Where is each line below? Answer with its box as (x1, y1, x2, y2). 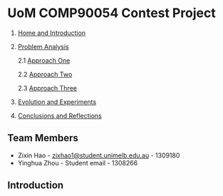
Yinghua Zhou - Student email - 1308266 (17, 158, 138, 167)
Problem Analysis (17, 42, 69, 51)
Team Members (7, 132, 78, 144)
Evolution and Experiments (17, 98, 97, 106)
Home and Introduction (17, 29, 86, 37)
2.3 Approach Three (17, 83, 77, 92)
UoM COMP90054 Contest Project (7, 5, 216, 21)
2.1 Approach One (17, 56, 71, 65)
